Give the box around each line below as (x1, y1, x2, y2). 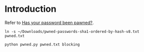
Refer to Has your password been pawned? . (4, 20, 94, 26)
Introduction (4, 3, 57, 15)
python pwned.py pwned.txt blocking (4, 42, 80, 47)
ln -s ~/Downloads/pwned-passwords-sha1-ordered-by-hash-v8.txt (4, 29, 140, 34)
